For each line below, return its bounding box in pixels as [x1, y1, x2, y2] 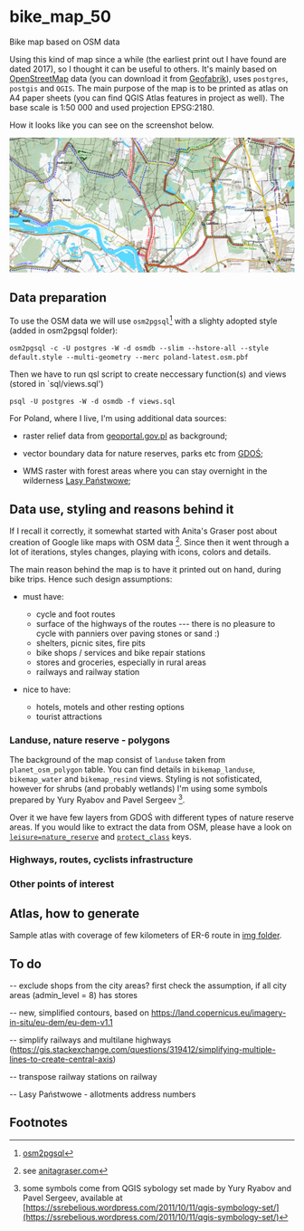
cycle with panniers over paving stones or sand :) [35, 628, 220, 639]
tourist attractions [35, 711, 102, 722]
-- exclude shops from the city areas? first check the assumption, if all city [9, 980, 287, 991]
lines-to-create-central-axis [9, 1053, 113, 1065]
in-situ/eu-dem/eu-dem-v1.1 [9, 1017, 113, 1028]
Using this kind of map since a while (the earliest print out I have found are [9, 53, 287, 64]
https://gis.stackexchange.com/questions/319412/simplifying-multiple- [12, 1044, 276, 1055]
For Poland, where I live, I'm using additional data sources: [9, 413, 227, 424]
